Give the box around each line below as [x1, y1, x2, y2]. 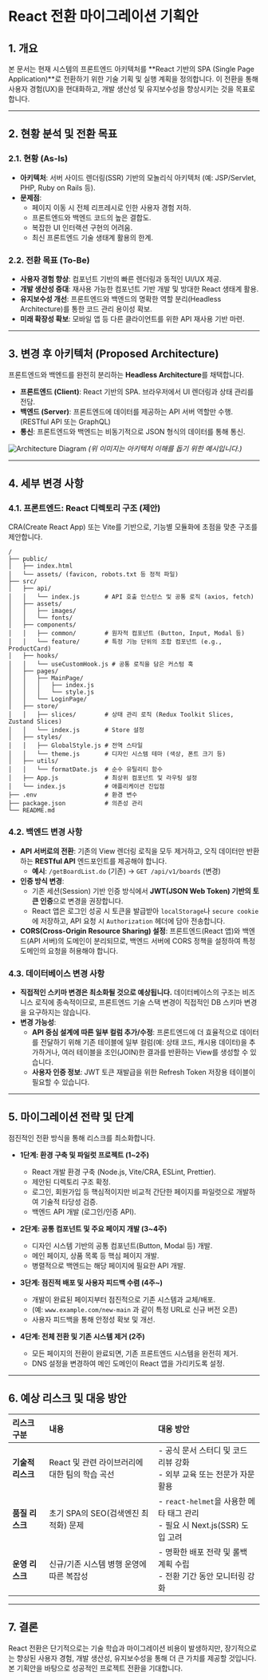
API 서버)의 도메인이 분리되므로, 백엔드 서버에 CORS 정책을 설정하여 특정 [29, 935, 256, 946]
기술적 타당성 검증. [40, 1196, 98, 1206]
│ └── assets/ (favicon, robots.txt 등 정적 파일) [8, 571, 179, 579]
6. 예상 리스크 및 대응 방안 [8, 1392, 128, 1405]
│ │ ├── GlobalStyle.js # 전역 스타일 [8, 741, 144, 750]
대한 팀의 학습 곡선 [49, 1469, 115, 1480]
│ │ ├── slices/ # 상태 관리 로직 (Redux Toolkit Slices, [8, 711, 235, 719]
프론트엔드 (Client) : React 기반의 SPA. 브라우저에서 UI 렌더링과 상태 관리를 [19, 386, 254, 396]
